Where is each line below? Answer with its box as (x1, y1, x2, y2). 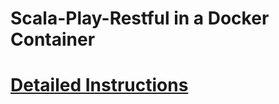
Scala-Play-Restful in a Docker (10, 7, 270, 30)
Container (10, 28, 96, 51)
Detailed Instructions (10, 74, 189, 97)
